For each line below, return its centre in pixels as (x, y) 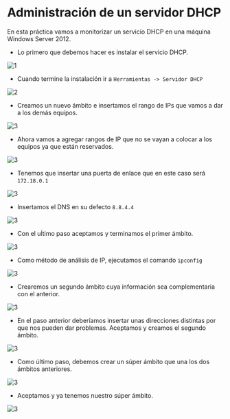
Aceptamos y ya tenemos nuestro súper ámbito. (85, 395)
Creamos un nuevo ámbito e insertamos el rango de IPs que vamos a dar (120, 105)
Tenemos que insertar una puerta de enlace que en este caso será (111, 173)
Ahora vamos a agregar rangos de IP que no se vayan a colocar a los (115, 139)
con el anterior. (38, 294)
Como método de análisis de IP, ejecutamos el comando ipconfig (110, 260)
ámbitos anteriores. (44, 369)
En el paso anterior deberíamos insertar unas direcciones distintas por (116, 320)
